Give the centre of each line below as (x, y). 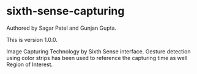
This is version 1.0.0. (32, 39)
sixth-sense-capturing (65, 11)
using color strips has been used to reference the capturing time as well (97, 58)
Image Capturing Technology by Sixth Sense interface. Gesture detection (98, 51)
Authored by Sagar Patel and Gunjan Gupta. (61, 28)
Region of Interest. (30, 64)
